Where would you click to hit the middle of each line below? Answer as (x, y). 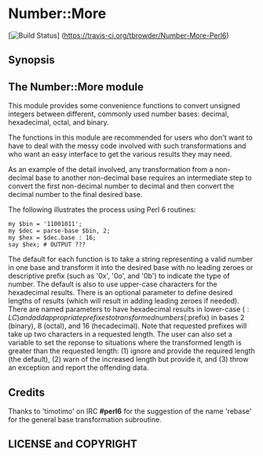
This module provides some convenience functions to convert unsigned (124, 106)
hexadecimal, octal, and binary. (59, 122)
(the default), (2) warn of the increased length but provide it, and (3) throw (128, 359)
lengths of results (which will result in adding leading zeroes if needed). (124, 301)
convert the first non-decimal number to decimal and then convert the (121, 186)
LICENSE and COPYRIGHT (73, 444)
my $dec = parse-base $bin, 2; (59, 231)
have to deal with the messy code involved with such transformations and (127, 146)
